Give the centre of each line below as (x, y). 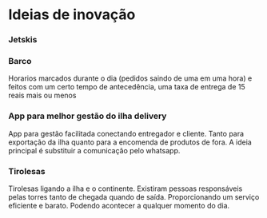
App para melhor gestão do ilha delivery (88, 116)
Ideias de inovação (72, 15)
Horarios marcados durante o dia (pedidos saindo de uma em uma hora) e (130, 78)
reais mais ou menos (42, 95)
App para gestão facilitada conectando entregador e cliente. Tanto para (126, 133)
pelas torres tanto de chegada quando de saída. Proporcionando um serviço (134, 197)
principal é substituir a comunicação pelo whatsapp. (94, 150)
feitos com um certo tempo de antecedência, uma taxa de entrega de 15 (127, 87)
